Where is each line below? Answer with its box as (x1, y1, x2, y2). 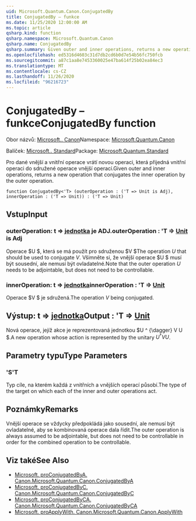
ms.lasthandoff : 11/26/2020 (6, 74, 75, 79)
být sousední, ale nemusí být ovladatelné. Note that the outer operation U (6, 260, 181, 267)
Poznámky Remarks (6, 404, 79, 415)
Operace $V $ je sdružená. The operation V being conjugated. (6, 294, 155, 301)
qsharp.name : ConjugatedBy (6, 41, 72, 47)
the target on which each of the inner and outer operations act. (6, 388, 157, 395)
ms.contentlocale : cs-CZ (6, 68, 66, 74)
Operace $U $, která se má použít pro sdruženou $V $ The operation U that (6, 248, 187, 255)
